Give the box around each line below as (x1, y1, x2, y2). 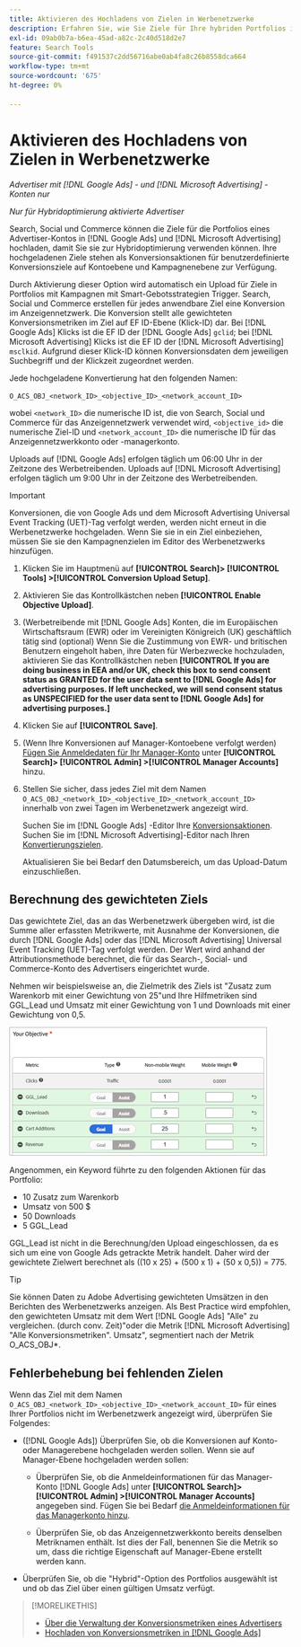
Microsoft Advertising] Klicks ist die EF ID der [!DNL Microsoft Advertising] (9, 336, 284, 347)
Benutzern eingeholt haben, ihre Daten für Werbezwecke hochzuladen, (21, 645, 285, 656)
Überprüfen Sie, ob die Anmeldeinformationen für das (35, 1472, 235, 1483)
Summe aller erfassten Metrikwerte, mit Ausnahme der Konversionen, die (9, 925, 279, 936)
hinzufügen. (9, 545, 54, 556)
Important (9, 489, 46, 500)
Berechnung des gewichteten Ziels (9, 892, 209, 907)
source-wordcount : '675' (9, 72, 102, 81)
